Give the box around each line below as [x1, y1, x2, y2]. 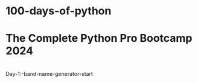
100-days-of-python [5, 4, 112, 18]
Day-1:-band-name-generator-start [5, 70, 93, 78]
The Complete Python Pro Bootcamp [5, 32, 193, 45]
